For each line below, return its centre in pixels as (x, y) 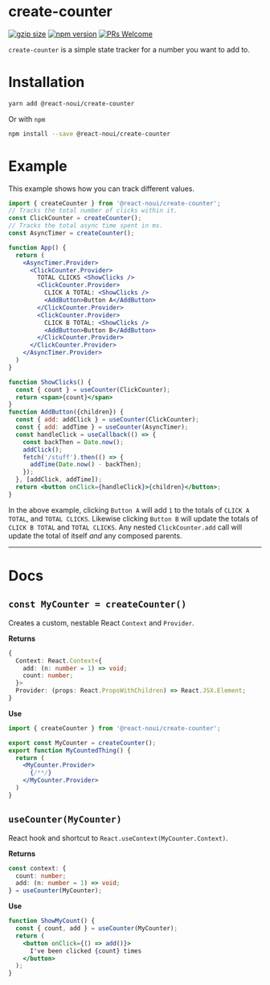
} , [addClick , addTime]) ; (59, 480)
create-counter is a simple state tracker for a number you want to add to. (129, 49)
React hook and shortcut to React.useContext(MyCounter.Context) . (118, 837)
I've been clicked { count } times (86, 951)
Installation (47, 82)
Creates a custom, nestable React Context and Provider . (101, 622)
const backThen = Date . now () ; (74, 442)
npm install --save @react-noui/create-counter (90, 134)
